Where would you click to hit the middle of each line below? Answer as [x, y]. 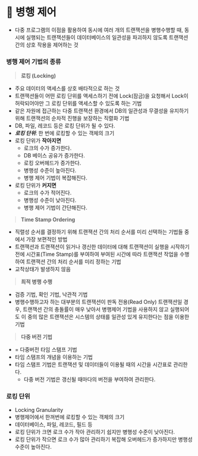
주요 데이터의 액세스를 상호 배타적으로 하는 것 [67, 89]
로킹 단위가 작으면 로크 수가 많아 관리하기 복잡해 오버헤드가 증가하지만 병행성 [104, 439]
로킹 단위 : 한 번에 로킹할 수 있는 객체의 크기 [65, 133]
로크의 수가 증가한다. [48, 148]
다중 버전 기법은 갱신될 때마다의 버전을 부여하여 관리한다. [89, 380]
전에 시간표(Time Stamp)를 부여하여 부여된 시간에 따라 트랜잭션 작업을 [96, 255]
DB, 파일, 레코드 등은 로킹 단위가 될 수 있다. [65, 126]
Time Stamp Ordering [48, 220]
